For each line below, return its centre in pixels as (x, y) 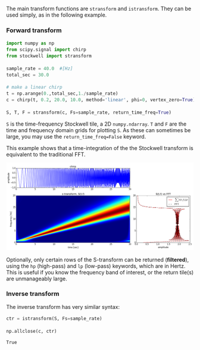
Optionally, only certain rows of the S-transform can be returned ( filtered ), (98, 260)
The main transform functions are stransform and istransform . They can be (99, 9)
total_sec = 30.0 (28, 75)
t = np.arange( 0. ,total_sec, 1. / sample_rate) (62, 94)
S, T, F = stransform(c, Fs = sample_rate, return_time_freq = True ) (89, 112)
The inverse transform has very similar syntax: (63, 307)
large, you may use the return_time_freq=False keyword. (76, 136)
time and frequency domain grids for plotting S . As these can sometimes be (99, 130)
